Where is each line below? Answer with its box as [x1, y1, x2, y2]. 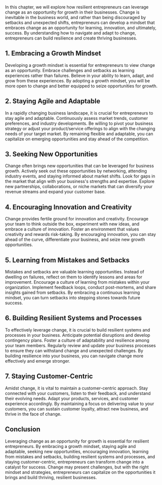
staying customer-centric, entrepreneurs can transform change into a [5, 459, 144, 465]
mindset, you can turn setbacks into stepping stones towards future [5, 295, 141, 301]
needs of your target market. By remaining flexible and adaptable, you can [5, 131, 154, 136]
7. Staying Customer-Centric [5, 372, 93, 381]
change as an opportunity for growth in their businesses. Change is [5, 9, 140, 15]
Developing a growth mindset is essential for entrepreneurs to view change [5, 62, 155, 68]
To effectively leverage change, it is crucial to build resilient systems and [5, 327, 150, 333]
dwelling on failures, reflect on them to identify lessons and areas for [5, 274, 143, 280]
